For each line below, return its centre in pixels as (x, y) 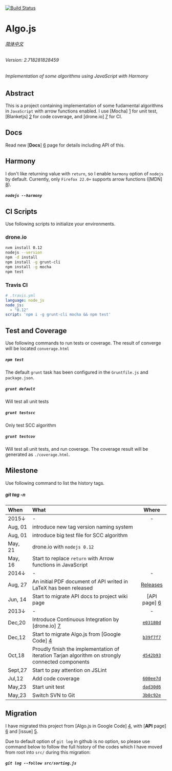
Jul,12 (16, 678)
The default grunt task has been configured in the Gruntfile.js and (77, 372)
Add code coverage (56, 678)
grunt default (20, 389)
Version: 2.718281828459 (32, 60)
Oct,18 (16, 655)
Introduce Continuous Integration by (76, 619)
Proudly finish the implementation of (76, 649)
